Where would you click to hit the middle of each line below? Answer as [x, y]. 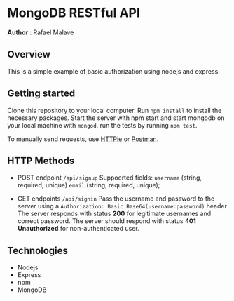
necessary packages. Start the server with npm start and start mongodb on [116, 118]
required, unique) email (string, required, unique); [89, 185]
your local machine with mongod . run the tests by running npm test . [102, 125]
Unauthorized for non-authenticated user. [78, 229]
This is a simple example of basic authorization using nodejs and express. [114, 71]
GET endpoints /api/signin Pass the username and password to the [116, 199]
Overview [29, 54]
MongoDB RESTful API [74, 13]
